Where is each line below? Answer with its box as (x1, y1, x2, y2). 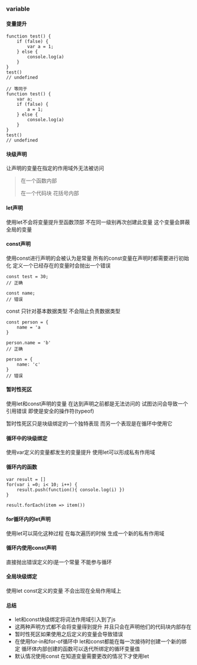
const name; (6, 290, 35, 296)
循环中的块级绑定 (6, 435, 48, 442)
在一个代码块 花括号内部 (20, 190, 79, 197)
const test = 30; (6, 273, 49, 279)
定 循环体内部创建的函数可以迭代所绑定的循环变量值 (14, 646, 140, 653)
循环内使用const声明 (6, 544, 57, 552)
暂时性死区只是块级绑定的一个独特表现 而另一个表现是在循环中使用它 (6, 420, 172, 427)
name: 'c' (16, 361, 41, 367)
